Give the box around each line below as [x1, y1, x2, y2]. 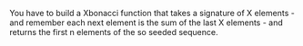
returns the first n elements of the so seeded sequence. [9, 27, 218, 37]
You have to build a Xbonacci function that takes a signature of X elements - [9, 8, 296, 18]
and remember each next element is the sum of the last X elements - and [9, 17, 284, 28]
